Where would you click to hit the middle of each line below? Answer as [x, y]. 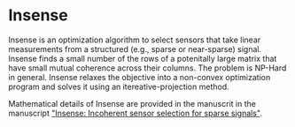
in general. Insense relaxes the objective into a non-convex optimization [140, 77]
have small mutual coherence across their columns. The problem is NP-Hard [147, 68]
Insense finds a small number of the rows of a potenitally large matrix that [143, 58]
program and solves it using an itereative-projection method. [119, 86]
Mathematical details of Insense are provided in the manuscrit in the [132, 103]
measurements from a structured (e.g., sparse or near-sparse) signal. [135, 49]
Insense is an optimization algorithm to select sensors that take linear [135, 40]
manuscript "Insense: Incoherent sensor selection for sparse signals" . [135, 113]
